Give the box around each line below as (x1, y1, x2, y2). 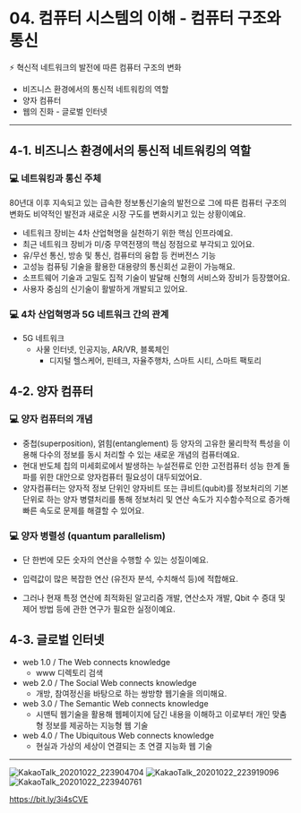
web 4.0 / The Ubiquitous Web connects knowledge (21, 730, 215, 740)
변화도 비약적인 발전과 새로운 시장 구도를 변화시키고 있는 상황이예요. (9, 208, 246, 219)
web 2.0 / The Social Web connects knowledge (21, 677, 197, 688)
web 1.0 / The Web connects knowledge (21, 656, 171, 667)
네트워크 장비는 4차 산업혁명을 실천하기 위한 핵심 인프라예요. (21, 227, 234, 238)
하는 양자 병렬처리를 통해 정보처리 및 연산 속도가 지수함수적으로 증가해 (46, 493, 291, 504)
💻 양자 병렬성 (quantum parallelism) (9, 529, 166, 542)
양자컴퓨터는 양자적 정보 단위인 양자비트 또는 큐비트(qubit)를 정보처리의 (21, 483, 272, 493)
